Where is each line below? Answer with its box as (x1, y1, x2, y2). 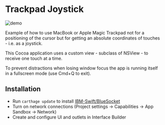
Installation (5, 85, 41, 93)
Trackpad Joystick (5, 3, 84, 15)
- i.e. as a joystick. (5, 40, 43, 46)
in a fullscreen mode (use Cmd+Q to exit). (5, 70, 91, 76)
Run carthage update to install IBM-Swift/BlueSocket (12, 98, 121, 104)
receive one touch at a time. (5, 55, 63, 61)
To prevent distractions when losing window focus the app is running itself (5, 65, 158, 71)
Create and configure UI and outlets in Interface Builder (12, 114, 126, 120)
